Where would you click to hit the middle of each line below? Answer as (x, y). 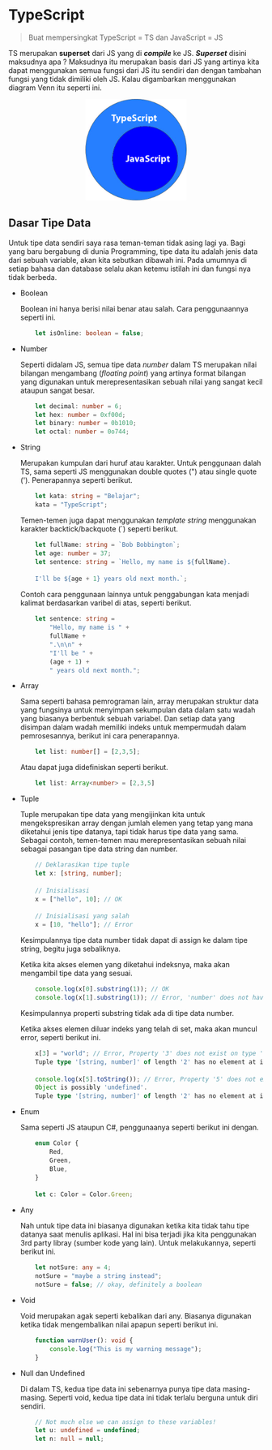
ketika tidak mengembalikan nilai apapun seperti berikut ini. (119, 1324)
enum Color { (57, 1143)
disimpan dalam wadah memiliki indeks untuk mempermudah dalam (133, 727)
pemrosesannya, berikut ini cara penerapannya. (100, 736)
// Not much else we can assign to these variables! (126, 1422)
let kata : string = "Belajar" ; (88, 497)
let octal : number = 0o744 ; (82, 432)
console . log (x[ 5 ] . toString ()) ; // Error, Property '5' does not (146, 1079)
